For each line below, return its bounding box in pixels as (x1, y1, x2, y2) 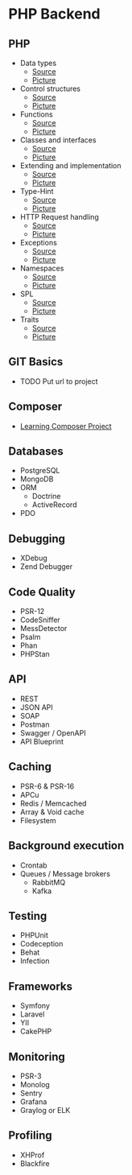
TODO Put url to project (19, 376, 98, 386)
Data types (19, 58, 57, 68)
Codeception (19, 939, 64, 949)
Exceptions (19, 238, 58, 247)
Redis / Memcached (19, 798, 87, 808)
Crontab (19, 860, 47, 870)
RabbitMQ (31, 877, 66, 887)
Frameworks (8, 979, 73, 993)
